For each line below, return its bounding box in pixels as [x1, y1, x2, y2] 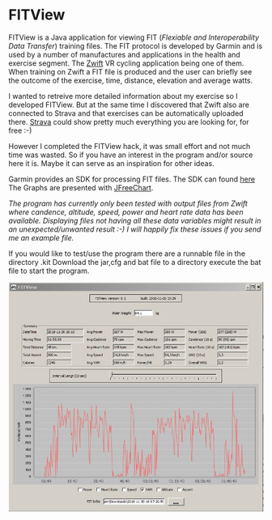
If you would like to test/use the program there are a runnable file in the [8, 249, 245, 258]
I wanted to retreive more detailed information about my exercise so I [8, 91, 238, 100]
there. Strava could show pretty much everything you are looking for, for [8, 117, 249, 126]
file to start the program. [8, 266, 90, 275]
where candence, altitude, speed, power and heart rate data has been [8, 207, 244, 216]
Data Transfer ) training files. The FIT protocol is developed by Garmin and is [8, 40, 263, 50]
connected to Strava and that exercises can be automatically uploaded [8, 108, 244, 118]
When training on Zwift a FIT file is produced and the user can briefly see [8, 66, 253, 76]
